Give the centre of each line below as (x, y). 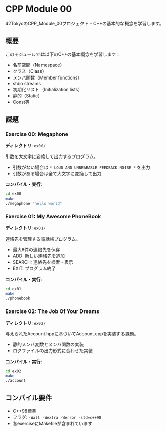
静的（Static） (28, 95)
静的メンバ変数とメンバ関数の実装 (48, 344)
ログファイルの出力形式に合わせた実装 (52, 351)
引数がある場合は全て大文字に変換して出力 (57, 174)
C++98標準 (24, 411)
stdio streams (27, 83)
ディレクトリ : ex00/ (25, 146)
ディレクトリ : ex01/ (25, 228)
